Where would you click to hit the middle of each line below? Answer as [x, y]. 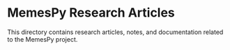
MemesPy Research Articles [91, 13]
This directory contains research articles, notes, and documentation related [115, 32]
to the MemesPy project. [43, 39]
